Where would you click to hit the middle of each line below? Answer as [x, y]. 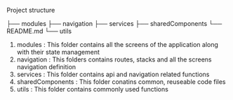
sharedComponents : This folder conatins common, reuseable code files [121, 82]
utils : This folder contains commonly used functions [93, 89]
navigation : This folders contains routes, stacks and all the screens [114, 59]
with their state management [58, 52]
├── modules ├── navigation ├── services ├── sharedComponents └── [114, 23]
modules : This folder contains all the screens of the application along [118, 44]
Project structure [31, 10]
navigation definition [46, 67]
